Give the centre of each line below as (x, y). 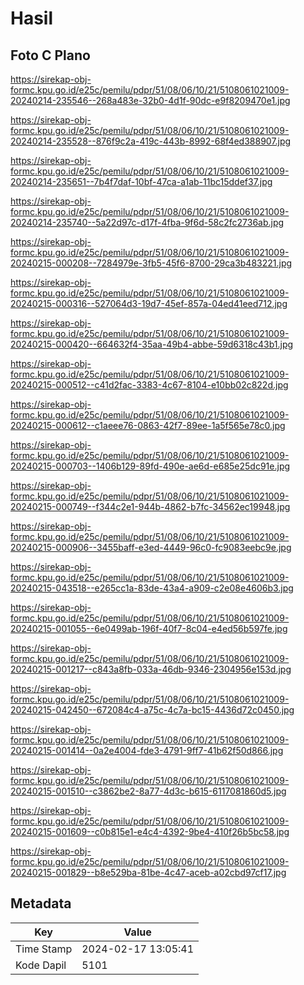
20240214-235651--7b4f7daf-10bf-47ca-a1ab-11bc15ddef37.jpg (141, 181)
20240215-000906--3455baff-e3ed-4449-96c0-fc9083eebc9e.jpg (151, 547)
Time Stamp (44, 949)
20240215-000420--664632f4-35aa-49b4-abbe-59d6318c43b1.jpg (152, 344)
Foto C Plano (50, 55)
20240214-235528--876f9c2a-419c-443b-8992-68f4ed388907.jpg (151, 141)
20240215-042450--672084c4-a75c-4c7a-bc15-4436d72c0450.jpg (152, 710)
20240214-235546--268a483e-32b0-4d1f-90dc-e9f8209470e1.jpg (150, 100)
